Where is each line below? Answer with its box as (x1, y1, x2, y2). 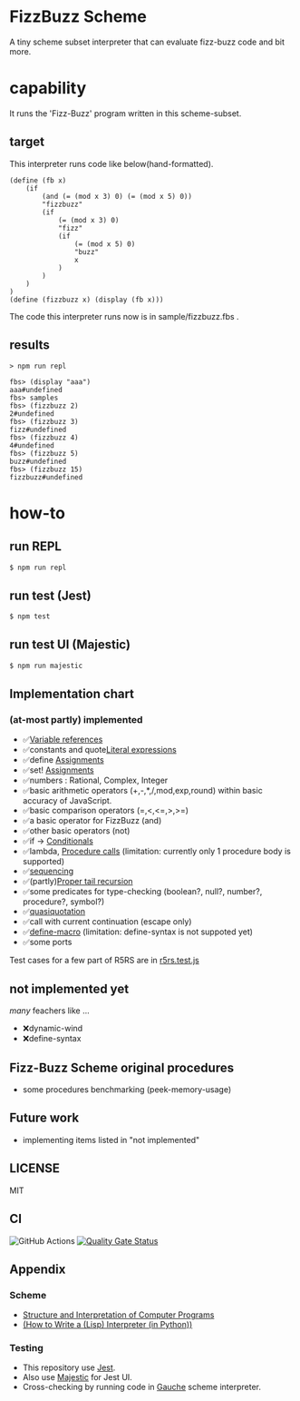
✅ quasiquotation (22, 906, 86, 917)
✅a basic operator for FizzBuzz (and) (22, 815, 162, 826)
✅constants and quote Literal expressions (22, 745, 177, 755)
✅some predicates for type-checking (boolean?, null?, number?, (22, 886, 263, 897)
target (9, 134, 45, 150)
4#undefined (9, 440, 54, 450)
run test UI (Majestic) (9, 637, 131, 653)
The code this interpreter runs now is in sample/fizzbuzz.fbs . (9, 311, 239, 321)
